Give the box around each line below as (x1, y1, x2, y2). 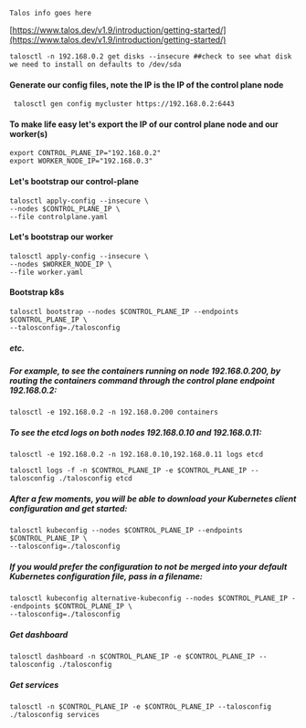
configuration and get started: (9, 502, 128, 513)
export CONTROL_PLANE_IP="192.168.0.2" (9, 149, 162, 158)
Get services (9, 679, 59, 690)
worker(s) (9, 128, 48, 139)
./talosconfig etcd (58, 474, 132, 483)
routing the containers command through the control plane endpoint (9, 375, 276, 385)
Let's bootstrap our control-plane (9, 176, 140, 186)
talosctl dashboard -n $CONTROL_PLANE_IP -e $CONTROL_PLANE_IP (9, 652, 256, 661)
